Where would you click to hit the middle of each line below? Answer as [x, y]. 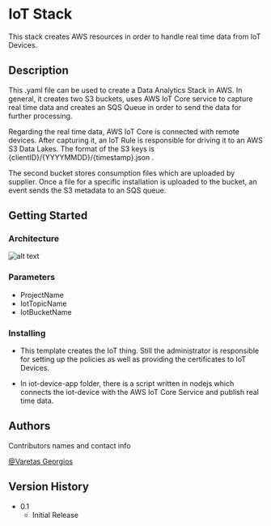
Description [38, 71]
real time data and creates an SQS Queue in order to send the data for [125, 107]
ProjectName [42, 295]
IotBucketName [46, 312]
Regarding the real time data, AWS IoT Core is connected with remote [124, 131]
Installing [27, 333]
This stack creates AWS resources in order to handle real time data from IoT [135, 36]
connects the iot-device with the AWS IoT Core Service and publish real [139, 392]
